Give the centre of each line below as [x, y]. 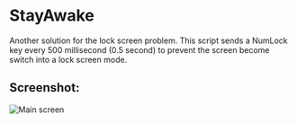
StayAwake [52, 16]
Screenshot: [45, 88]
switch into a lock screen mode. [68, 59]
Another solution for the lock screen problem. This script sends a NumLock [148, 40]
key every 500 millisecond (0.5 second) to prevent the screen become [139, 49]
